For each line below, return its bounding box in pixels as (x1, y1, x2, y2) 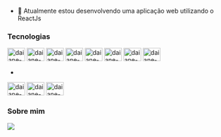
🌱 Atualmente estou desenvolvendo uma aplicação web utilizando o (17, 7, 214, 15)
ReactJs (17, 14, 42, 22)
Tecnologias (7, 32, 51, 41)
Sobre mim (7, 106, 46, 116)
